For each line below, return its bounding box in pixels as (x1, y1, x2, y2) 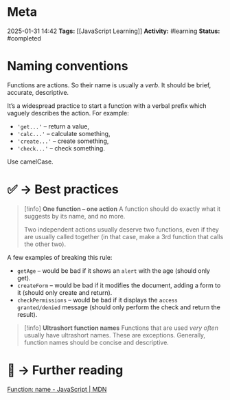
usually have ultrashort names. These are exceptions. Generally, (23, 331, 206, 339)
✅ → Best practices (7, 181, 119, 197)
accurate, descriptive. (7, 88, 69, 96)
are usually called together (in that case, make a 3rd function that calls (23, 232, 224, 241)
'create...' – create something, (16, 137, 109, 145)
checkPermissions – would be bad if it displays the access (16, 296, 179, 304)
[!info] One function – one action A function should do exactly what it (23, 204, 221, 213)
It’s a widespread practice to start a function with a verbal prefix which (7, 101, 207, 110)
